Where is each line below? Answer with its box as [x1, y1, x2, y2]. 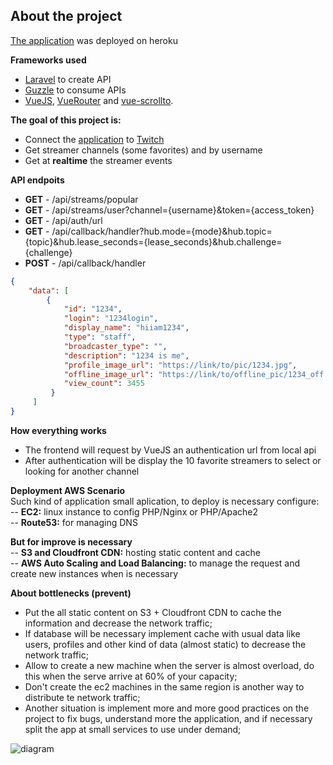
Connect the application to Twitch [24, 133, 165, 145]
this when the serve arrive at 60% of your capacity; [24, 670, 238, 682]
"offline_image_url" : [63, 369, 155, 379]
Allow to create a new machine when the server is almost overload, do [24, 659, 315, 671]
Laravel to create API [24, 73, 112, 85]
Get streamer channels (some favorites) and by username [24, 144, 263, 156]
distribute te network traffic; [24, 691, 141, 703]
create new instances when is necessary [10, 567, 179, 579]
